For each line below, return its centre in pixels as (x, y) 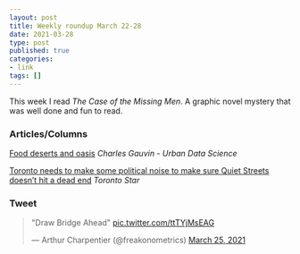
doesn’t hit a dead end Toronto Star (75, 181)
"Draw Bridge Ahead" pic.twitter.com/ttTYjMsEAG (123, 223)
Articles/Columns (48, 133)
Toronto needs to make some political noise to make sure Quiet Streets (139, 171)
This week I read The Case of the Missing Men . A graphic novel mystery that (150, 101)
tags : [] (25, 76)
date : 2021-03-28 (42, 34)
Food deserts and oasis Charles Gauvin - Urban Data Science (123, 154)
